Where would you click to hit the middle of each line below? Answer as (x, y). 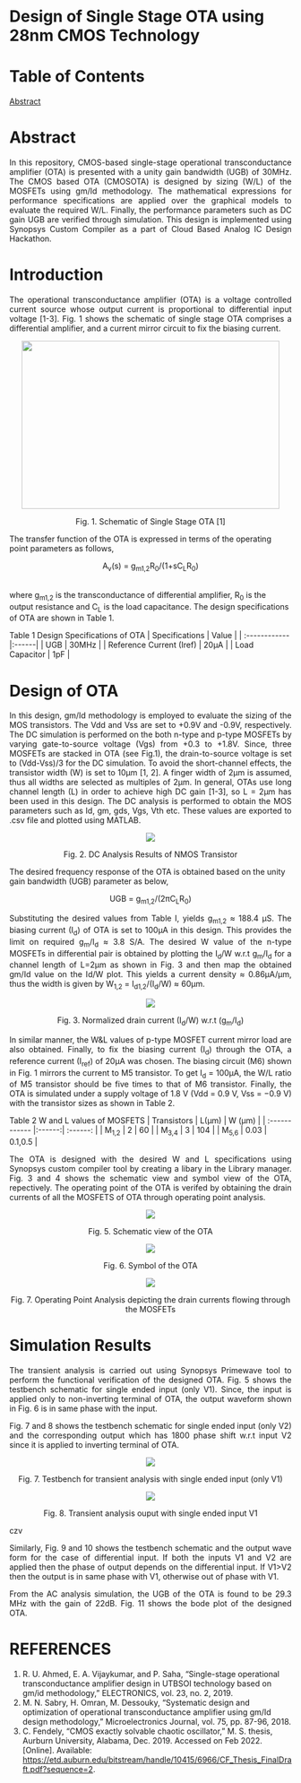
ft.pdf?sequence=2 (58, 1769)
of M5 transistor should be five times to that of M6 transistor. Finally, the (150, 1084)
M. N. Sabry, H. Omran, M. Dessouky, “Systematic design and (136, 1702)
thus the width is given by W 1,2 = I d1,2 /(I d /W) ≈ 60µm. (107, 985)
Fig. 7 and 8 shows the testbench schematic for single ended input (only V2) (150, 1426)
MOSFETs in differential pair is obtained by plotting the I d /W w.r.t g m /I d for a (150, 954)
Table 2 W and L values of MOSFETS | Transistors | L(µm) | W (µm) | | (138, 1121)
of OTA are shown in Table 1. (62, 618)
